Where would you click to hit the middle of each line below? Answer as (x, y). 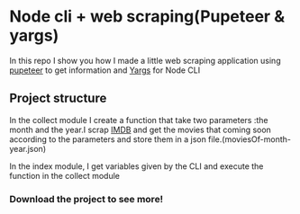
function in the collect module (64, 175)
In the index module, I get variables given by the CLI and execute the (136, 166)
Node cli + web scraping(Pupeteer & (147, 17)
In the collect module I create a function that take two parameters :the (139, 120)
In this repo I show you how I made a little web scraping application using (145, 60)
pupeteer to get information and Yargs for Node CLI (105, 70)
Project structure (58, 98)
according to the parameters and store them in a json (108, 139)
